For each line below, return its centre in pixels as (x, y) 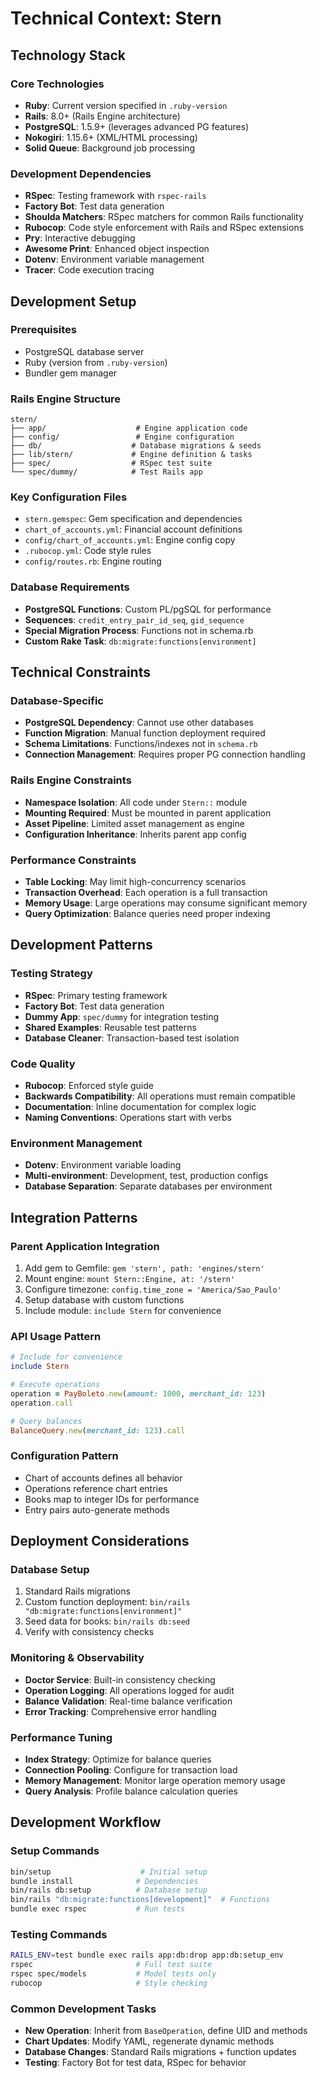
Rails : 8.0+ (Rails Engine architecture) (102, 116)
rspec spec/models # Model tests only (113, 1974)
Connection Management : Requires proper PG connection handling (165, 754)
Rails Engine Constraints (71, 780)
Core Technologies (57, 84)
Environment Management (76, 1143)
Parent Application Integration (85, 1246)
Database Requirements (70, 587)
